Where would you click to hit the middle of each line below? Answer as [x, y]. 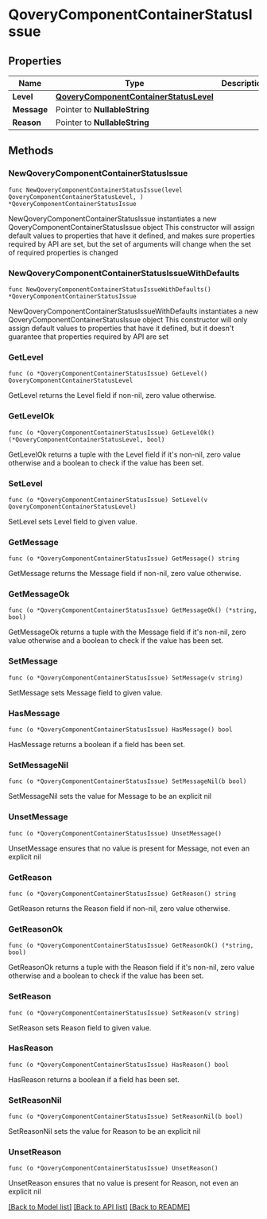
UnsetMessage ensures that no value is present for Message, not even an [129, 848]
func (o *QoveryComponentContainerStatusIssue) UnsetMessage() [115, 833]
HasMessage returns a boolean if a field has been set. [97, 745]
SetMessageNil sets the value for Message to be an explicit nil [110, 796]
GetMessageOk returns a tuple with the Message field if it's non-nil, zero [127, 632]
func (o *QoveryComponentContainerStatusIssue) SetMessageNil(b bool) [128, 781]
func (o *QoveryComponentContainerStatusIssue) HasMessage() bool [120, 730]
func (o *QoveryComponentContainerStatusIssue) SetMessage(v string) [126, 678]
